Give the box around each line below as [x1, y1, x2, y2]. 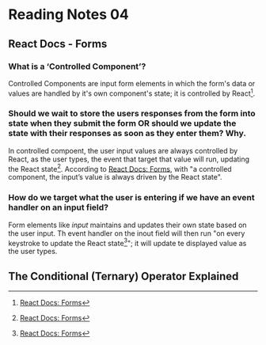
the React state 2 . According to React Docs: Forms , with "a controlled [8, 162, 232, 173]
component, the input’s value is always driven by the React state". [8, 172, 223, 182]
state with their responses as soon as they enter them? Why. [8, 128, 247, 139]
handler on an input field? [8, 202, 109, 213]
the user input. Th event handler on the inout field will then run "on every [8, 228, 245, 238]
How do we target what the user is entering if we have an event [8, 192, 255, 203]
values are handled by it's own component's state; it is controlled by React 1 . [8, 87, 256, 98]
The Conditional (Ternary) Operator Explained [8, 269, 239, 282]
